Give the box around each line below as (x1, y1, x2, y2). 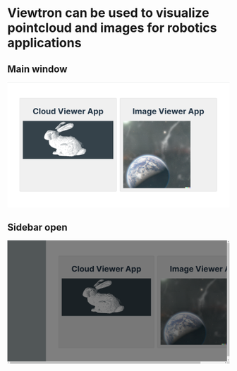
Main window (7, 63, 68, 75)
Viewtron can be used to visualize (7, 5, 209, 21)
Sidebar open (7, 221, 68, 233)
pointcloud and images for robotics (7, 20, 217, 36)
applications (7, 35, 82, 51)
